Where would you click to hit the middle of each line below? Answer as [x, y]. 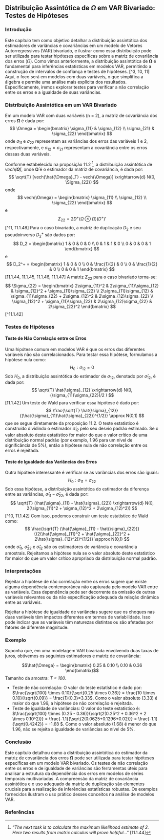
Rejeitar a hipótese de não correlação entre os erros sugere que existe [76, 582]
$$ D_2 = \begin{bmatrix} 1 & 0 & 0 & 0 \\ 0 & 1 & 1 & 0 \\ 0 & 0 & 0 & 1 [82, 243]
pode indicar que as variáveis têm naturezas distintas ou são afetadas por [79, 622]
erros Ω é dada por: [25, 121]
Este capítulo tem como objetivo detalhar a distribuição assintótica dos [76, 40]
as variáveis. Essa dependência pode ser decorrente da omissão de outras [80, 592]
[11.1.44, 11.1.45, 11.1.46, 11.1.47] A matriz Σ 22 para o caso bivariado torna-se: [81, 277]
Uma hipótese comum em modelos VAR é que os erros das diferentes [75, 349]
